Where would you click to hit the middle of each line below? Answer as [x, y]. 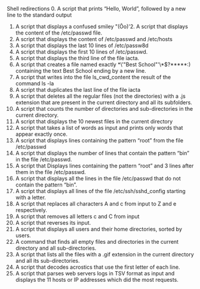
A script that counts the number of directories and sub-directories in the [104, 109]
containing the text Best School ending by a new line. [81, 71]
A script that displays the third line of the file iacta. [77, 58]
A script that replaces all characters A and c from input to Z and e [96, 204]
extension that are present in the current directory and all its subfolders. [104, 102]
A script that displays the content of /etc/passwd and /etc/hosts [94, 39]
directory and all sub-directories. [56, 248]
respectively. [31, 210]
